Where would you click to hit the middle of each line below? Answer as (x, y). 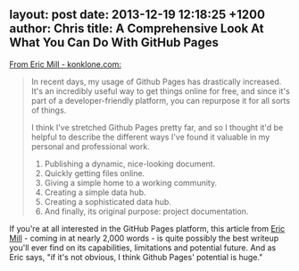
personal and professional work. (90, 146)
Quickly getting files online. (95, 173)
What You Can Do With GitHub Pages (114, 42)
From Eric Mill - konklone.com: (66, 64)
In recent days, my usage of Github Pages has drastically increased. (156, 81)
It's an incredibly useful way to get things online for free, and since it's (160, 91)
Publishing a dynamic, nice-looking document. (130, 164)
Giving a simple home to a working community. (130, 182)
